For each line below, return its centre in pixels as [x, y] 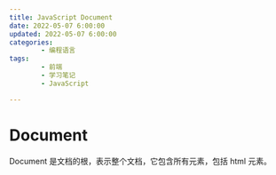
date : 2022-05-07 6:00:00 [57, 26]
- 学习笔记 [59, 76]
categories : [31, 42]
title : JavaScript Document [61, 17]
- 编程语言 [59, 51]
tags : [19, 59]
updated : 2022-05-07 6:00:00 [63, 34]
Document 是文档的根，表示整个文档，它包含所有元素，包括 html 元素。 [141, 161]
